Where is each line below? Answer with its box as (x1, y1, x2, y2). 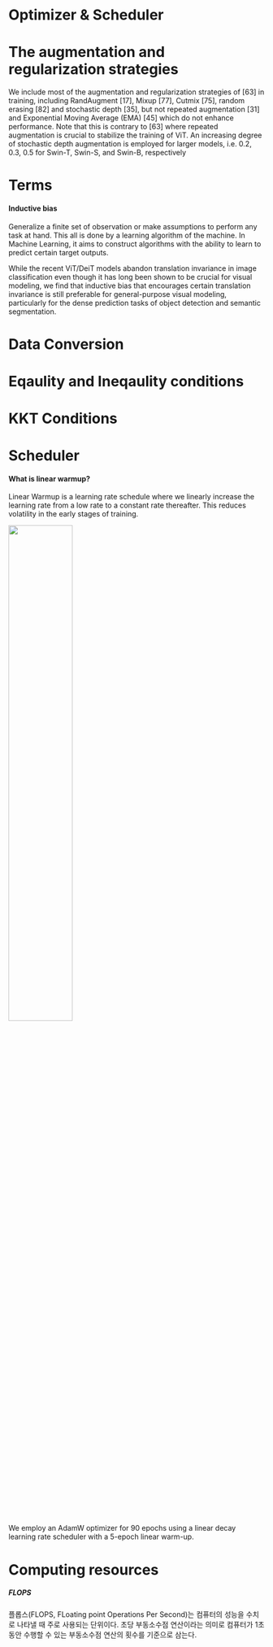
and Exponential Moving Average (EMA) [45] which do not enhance (8, 113, 234, 123)
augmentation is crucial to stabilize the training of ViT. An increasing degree (8, 130, 262, 140)
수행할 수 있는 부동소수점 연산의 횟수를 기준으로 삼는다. (23, 1629, 197, 1640)
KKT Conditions (8, 409, 118, 428)
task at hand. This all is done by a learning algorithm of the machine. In (8, 230, 245, 240)
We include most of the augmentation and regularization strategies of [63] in (8, 87, 265, 97)
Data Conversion (8, 335, 124, 353)
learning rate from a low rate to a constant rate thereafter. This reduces (8, 500, 246, 510)
